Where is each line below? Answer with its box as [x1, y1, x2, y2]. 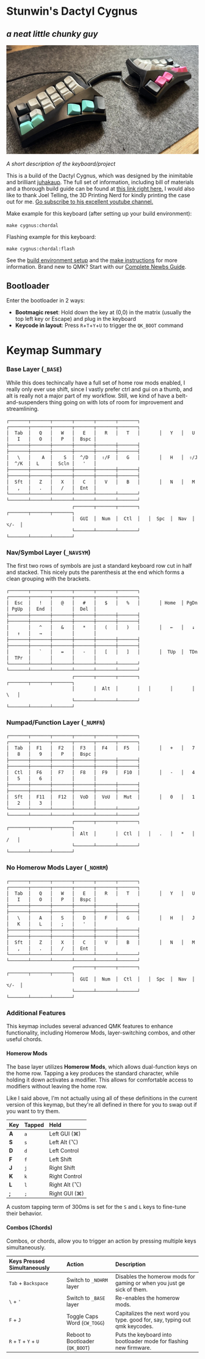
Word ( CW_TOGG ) [66, 1319, 105, 1327]
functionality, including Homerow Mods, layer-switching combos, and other [6, 1029, 196, 1036]
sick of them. [115, 1286, 148, 1293]
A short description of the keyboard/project [6, 160, 116, 167]
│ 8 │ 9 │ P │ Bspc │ [6, 751, 97, 758]
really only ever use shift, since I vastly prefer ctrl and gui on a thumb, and [6, 385, 193, 393]
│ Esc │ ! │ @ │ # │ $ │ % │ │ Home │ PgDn [6, 600, 198, 606]
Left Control [49, 1147, 79, 1154]
